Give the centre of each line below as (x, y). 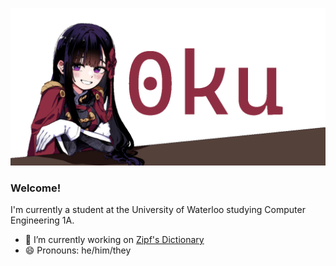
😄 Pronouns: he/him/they (78, 250)
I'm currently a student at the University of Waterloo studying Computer (158, 210)
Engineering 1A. (42, 220)
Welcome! (36, 188)
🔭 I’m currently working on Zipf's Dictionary (114, 240)
